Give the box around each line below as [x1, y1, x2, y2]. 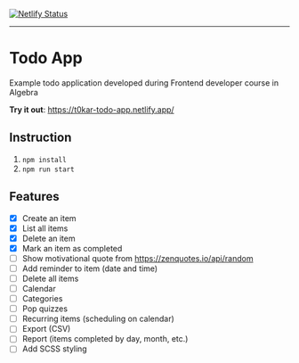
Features [9, 189, 60, 204]
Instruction [9, 130, 72, 145]
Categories [21, 293, 63, 304]
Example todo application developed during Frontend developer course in [9, 77, 279, 88]
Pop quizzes [21, 303, 69, 314]
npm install [21, 155, 67, 164]
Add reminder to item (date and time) [21, 263, 158, 274]
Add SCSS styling [21, 343, 87, 354]
